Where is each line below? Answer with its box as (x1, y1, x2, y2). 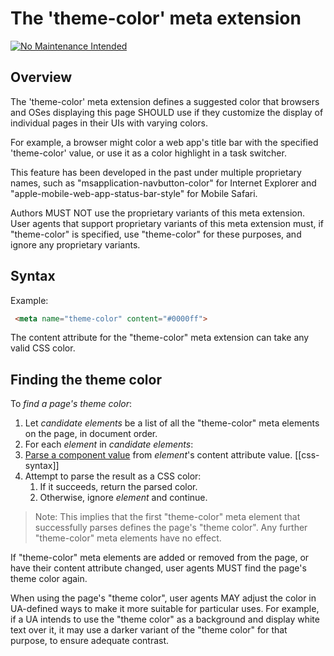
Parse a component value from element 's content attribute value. (24, 449, 293, 461)
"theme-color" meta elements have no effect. (34, 532, 222, 544)
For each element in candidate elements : (24, 438, 194, 451)
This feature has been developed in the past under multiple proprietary (10, 166, 302, 178)
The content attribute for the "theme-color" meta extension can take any (10, 332, 310, 344)
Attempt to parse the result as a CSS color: (24, 470, 202, 482)
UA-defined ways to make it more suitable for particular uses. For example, (10, 603, 320, 615)
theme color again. (10, 573, 88, 585)
